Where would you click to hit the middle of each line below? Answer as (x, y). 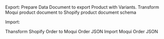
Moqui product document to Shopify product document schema (71, 12)
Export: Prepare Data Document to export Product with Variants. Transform (82, 7)
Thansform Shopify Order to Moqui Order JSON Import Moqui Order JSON (82, 31)
